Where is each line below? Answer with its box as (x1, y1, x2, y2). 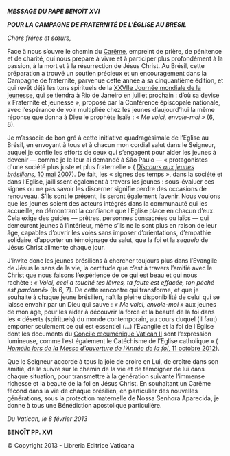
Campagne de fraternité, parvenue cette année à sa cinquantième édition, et (7, 76, 224, 85)
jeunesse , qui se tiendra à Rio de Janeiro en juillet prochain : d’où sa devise (7, 91, 220, 99)
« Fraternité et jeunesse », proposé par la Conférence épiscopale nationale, (7, 98, 221, 107)
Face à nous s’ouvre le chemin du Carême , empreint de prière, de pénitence (7, 47, 222, 55)
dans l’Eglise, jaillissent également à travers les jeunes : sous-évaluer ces (7, 177, 215, 186)
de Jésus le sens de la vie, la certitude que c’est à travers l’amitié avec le (7, 264, 213, 272)
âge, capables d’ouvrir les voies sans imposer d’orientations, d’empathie (7, 228, 211, 237)
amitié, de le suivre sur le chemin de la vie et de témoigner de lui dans (7, 365, 205, 373)
